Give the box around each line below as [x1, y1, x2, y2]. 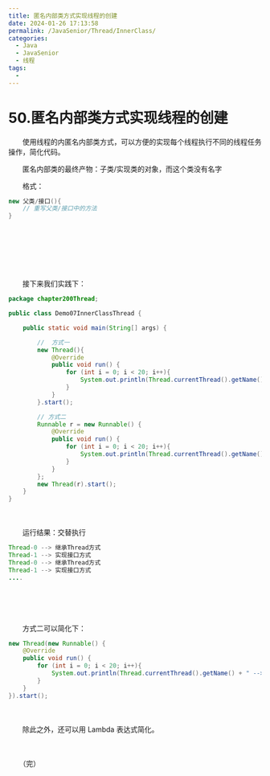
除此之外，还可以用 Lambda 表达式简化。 [22, 725, 159, 734]
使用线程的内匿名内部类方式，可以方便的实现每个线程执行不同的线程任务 [22, 137, 262, 146]
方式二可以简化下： [22, 623, 86, 633]
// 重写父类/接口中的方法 [22, 204, 98, 213]
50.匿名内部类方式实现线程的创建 [8, 109, 228, 127]
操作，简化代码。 [8, 146, 65, 157]
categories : [8, 34, 48, 43]
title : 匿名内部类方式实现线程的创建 [8, 11, 118, 20]
